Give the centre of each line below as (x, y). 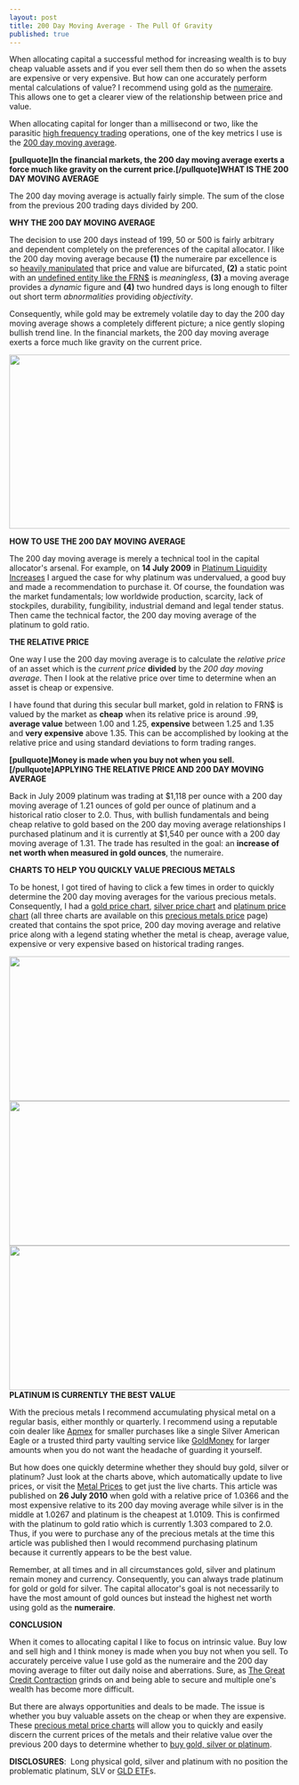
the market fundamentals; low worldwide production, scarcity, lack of (137, 596)
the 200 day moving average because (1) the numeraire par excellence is (143, 259)
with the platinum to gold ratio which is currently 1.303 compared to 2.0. (141, 1524)
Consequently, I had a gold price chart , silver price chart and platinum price (148, 906)
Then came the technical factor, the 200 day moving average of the (133, 616)
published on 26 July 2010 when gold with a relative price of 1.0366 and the (149, 1496)
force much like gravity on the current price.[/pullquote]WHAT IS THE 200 (149, 169)
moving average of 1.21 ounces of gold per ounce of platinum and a (133, 805)
